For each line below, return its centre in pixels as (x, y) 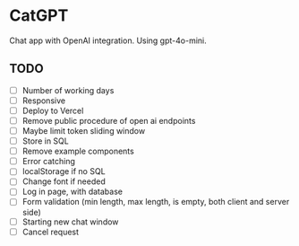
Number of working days (68, 90)
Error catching (49, 162)
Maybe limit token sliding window (84, 131)
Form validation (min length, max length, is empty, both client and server (156, 202)
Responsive (43, 101)
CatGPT (39, 16)
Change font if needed (64, 181)
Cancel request (50, 232)
